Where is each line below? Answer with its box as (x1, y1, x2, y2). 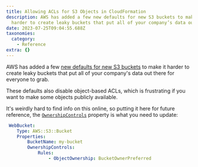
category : (11, 36, 35, 42)
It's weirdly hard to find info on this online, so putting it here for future (6, 104, 175, 112)
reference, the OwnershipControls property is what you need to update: (6, 111, 179, 118)
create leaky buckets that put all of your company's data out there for (6, 69, 175, 77)
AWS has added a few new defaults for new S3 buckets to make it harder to (6, 63, 190, 70)
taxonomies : (6, 31, 35, 37)
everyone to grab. (6, 76, 49, 83)
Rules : (37, 150, 54, 156)
